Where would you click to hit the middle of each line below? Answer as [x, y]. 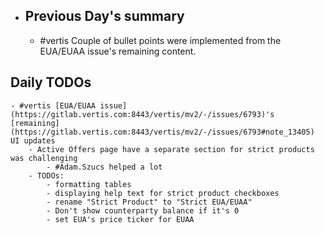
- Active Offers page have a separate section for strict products [171, 149]
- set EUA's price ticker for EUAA [120, 219]
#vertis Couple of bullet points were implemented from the [160, 40]
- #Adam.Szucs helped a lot [104, 167]
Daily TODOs [51, 82]
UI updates [33, 140]
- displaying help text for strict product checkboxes [163, 193]
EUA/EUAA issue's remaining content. [118, 51]
